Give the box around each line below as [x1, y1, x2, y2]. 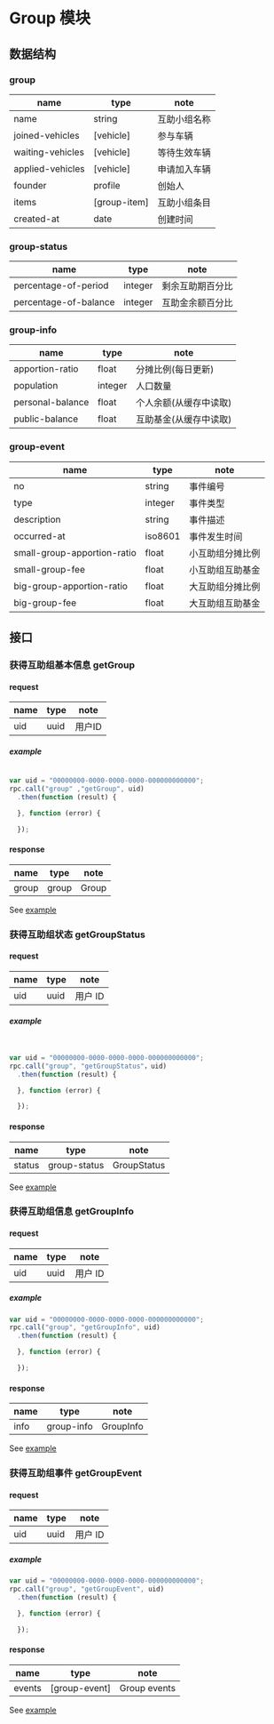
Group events [119, 1681, 176, 1694]
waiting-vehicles [13, 146, 84, 158]
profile [92, 179, 121, 191]
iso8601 [145, 530, 181, 542]
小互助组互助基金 [189, 564, 261, 576]
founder [13, 179, 47, 191]
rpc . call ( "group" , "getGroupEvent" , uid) [9, 1584, 165, 1594]
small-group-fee [13, 563, 86, 575]
